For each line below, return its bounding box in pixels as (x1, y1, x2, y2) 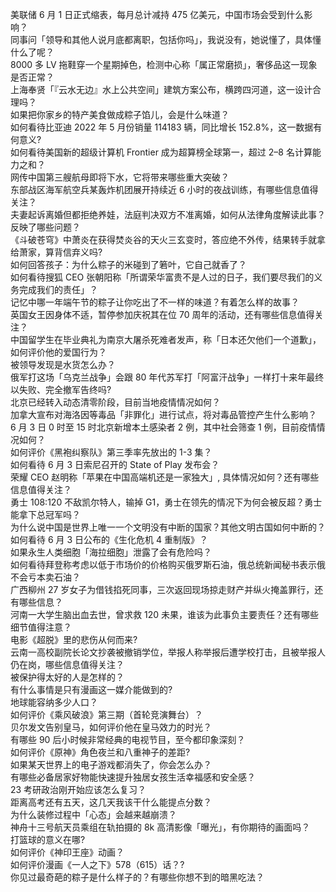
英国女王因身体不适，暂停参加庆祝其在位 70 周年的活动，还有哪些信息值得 (10, 309, 315, 320)
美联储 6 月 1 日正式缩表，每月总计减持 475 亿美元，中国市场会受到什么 (10, 9, 305, 20)
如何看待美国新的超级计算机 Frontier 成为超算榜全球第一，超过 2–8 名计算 (10, 146, 313, 158)
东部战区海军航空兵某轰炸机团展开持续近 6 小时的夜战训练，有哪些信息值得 (10, 184, 319, 195)
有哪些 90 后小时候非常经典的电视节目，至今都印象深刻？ (10, 734, 246, 745)
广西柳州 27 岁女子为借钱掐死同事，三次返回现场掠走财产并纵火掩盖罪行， (10, 584, 315, 595)
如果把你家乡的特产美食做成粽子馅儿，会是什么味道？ (10, 109, 230, 120)
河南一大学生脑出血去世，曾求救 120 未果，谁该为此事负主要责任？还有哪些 (10, 609, 319, 620)
